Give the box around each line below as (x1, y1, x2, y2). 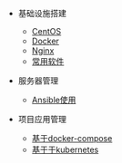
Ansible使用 (31, 94, 76, 105)
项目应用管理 (17, 114, 66, 124)
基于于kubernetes (31, 144, 99, 155)
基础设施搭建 (17, 8, 66, 18)
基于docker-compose (31, 133, 113, 143)
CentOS (31, 26, 62, 36)
